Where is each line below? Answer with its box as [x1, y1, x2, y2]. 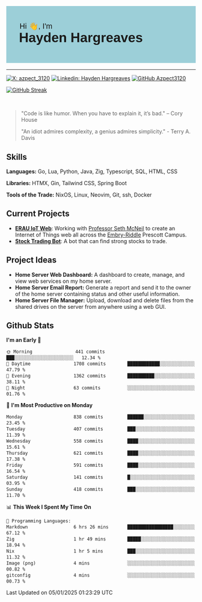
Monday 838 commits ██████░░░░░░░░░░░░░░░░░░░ [6, 414, 195, 420]
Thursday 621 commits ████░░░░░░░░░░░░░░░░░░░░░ [6, 450, 195, 457]
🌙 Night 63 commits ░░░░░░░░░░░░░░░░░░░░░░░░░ [6, 385, 195, 391]
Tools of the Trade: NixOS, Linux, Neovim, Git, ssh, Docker [6, 191, 152, 198]
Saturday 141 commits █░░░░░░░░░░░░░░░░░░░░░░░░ [6, 474, 195, 481]
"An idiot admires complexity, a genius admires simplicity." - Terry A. [20, 128, 191, 135]
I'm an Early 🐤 [6, 337, 41, 344]
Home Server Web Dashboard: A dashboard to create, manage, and [14, 271, 185, 278]
